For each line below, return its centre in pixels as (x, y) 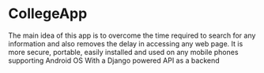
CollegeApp (48, 14)
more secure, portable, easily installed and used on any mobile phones (123, 52)
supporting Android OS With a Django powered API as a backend (114, 60)
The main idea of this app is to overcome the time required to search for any (132, 35)
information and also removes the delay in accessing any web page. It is (126, 43)
